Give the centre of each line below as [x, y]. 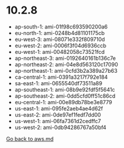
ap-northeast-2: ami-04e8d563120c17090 [66, 64]
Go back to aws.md [30, 139]
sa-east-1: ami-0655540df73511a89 [58, 83]
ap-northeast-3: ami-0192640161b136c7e [65, 58]
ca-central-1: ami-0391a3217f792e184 [61, 77]
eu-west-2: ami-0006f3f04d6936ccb [61, 46]
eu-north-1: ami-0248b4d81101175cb [60, 33]
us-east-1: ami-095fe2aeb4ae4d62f [59, 108]
